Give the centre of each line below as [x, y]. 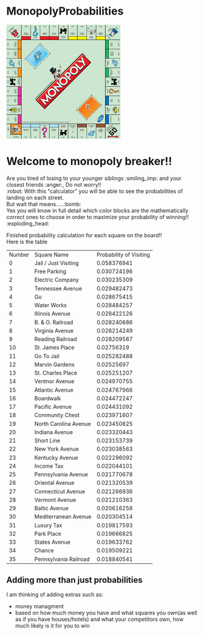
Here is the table [27, 241]
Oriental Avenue [54, 483]
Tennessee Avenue [58, 288]
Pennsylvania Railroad [62, 559]
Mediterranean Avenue [63, 517]
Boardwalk [48, 398]
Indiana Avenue [54, 432]
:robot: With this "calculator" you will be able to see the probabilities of [95, 191]
